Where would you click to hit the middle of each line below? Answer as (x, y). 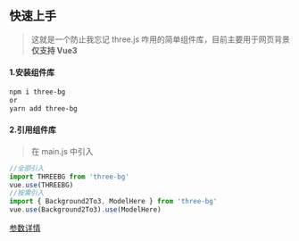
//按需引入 (27, 193)
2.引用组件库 (33, 130)
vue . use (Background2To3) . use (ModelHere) (86, 210)
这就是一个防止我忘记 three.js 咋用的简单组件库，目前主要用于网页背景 (160, 39)
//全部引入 (27, 168)
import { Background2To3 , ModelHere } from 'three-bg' (113, 202)
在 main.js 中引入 (62, 151)
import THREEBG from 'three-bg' (69, 177)
